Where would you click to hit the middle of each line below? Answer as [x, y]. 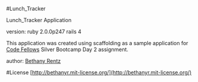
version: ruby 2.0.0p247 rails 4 [44, 31]
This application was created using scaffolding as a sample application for [97, 43]
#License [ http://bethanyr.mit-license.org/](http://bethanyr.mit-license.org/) [99, 72]
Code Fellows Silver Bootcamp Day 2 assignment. [67, 49]
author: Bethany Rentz [34, 61]
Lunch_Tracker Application [39, 20]
